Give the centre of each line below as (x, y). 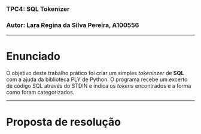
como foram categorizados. (40, 93)
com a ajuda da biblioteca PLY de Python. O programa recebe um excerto (97, 79)
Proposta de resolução (64, 122)
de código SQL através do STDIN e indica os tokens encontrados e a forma (99, 86)
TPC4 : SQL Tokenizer (38, 9)
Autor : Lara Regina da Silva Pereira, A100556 (73, 25)
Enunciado (33, 56)
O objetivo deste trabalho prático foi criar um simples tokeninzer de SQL (95, 73)
